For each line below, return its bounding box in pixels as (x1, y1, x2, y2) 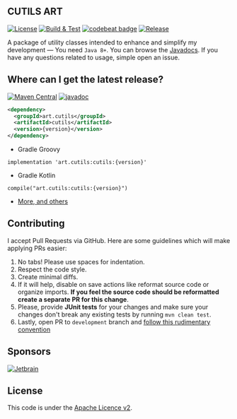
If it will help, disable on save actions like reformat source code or (17, 280, 209, 288)
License (7, 385, 43, 397)
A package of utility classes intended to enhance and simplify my (7, 38, 197, 47)
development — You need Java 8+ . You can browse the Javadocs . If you (7, 45, 218, 54)
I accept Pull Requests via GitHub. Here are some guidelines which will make (7, 236, 231, 244)
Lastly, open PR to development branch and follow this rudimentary (17, 317, 211, 326)
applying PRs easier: (7, 244, 67, 252)
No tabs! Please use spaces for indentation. (17, 257, 145, 266)
